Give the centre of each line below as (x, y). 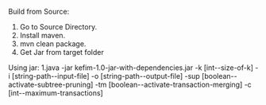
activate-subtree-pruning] (51, 84)
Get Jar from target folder (62, 52)
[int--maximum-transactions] (56, 93)
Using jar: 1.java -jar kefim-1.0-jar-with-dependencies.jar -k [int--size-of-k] (131, 68)
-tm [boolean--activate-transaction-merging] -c (173, 84)
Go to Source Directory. (58, 27)
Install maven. (42, 35)
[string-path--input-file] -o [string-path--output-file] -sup (106, 76)
